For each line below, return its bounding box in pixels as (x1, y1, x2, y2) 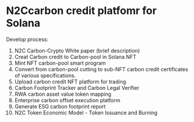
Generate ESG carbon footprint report (14, 103, 106, 110)
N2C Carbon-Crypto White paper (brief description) (14, 47, 140, 54)
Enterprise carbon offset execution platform (14, 96, 121, 103)
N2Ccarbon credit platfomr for (6, 4, 157, 18)
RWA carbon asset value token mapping (14, 90, 111, 97)
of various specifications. (14, 72, 76, 79)
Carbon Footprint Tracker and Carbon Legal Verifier (14, 84, 139, 91)
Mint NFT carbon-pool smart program (14, 60, 106, 67)
